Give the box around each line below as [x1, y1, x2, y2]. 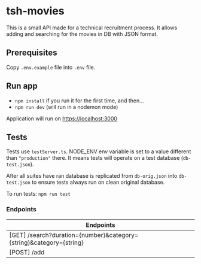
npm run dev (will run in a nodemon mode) [14, 103, 118, 110]
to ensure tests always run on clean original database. [32, 178, 165, 186]
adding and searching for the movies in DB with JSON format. [6, 30, 159, 37]
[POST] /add [9, 248, 45, 256]
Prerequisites [6, 48, 57, 58]
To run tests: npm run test [6, 190, 71, 198]
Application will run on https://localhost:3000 [6, 115, 118, 122]
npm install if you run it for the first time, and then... [14, 97, 145, 104]
